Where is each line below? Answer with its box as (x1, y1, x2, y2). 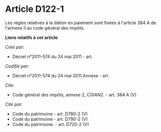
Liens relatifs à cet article (5, 34, 58, 40)
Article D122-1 (5, 3, 64, 15)
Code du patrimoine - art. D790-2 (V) (12, 116, 88, 122)
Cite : (5, 82, 15, 88)
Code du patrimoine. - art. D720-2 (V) (12, 121, 90, 127)
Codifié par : (5, 63, 30, 69)
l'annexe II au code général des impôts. (5, 25, 85, 31)
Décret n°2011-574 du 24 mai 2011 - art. (12, 53, 93, 60)
